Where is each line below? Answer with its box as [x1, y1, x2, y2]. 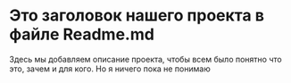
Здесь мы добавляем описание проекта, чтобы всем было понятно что [9, 54, 283, 64]
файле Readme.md [9, 24, 154, 45]
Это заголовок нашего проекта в [9, 5, 265, 26]
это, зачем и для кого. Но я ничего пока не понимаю [9, 63, 212, 74]
